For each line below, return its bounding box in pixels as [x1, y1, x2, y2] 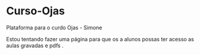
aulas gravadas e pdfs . [6, 42, 64, 49]
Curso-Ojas [6, 4, 65, 18]
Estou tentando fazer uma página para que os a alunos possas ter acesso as [6, 35, 194, 42]
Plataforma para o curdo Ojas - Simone [6, 24, 103, 31]
